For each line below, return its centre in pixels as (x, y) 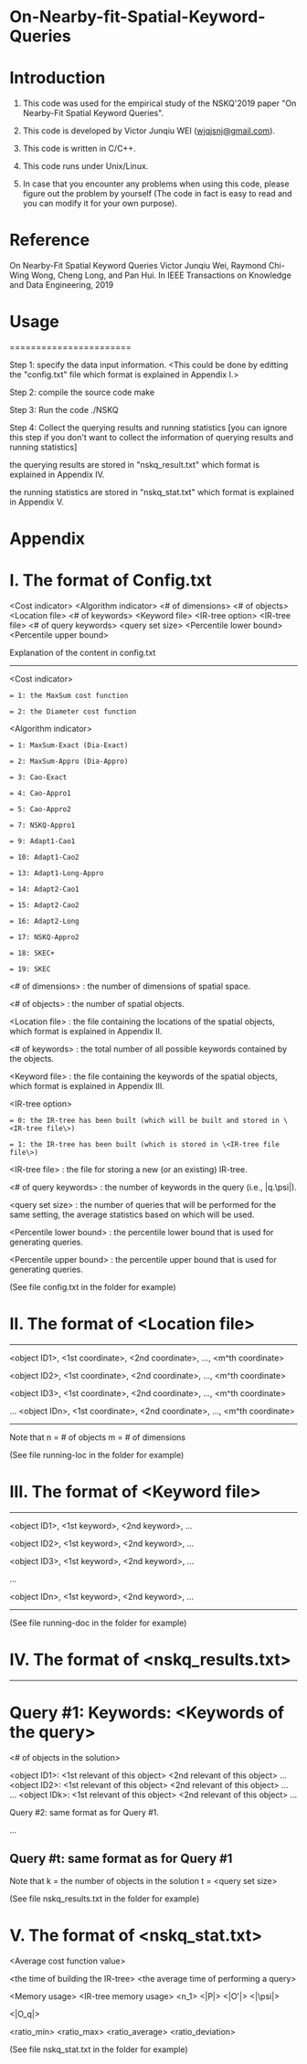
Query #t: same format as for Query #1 (121, 1859)
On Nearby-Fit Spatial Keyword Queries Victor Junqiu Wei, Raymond (138, 266)
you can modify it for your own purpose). (100, 204)
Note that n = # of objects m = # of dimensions (97, 1437)
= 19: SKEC (30, 969)
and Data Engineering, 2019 (62, 285)
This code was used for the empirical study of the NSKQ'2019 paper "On (159, 103)
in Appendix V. (37, 502)
